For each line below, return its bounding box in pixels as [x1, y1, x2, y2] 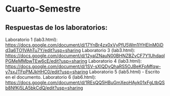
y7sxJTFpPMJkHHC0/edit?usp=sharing [5, 69, 88, 75]
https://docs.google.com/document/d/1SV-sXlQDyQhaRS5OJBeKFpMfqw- [5, 64, 161, 69]
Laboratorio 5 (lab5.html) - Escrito [89, 69, 160, 75]
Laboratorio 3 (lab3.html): [82, 47, 135, 53]
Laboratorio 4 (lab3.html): [88, 58, 142, 64]
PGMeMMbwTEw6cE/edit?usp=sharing [5, 58, 88, 64]
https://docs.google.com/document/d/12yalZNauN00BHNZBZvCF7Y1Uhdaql [5, 53, 165, 59]
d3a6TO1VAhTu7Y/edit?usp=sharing [5, 47, 81, 53]
